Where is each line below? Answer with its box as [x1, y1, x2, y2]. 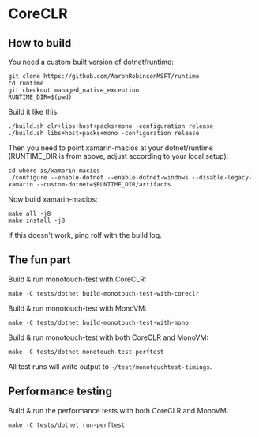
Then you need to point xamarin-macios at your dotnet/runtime [8, 143, 213, 153]
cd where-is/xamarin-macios [8, 167, 101, 175]
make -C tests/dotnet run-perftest [8, 420, 126, 429]
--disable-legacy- [192, 174, 253, 182]
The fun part [8, 254, 71, 267]
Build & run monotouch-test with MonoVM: [8, 303, 148, 313]
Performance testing [8, 385, 113, 398]
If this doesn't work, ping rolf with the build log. [8, 231, 162, 239]
